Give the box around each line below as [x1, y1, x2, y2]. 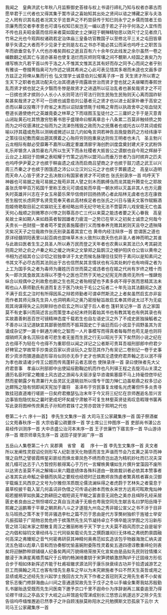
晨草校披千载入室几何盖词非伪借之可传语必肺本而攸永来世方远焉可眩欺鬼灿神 [5, 486, 162, 492]
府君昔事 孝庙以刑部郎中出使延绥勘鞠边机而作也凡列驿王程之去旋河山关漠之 [5, 366, 162, 371]
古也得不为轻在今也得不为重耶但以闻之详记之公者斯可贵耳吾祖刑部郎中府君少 [5, 341, 162, 346]
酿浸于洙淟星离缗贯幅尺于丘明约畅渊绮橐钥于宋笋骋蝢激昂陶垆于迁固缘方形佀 [5, 555, 162, 560]
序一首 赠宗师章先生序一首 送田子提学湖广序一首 [5, 432, 103, 438]
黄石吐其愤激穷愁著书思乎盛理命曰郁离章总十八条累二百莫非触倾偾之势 [18, 117, 162, 122]
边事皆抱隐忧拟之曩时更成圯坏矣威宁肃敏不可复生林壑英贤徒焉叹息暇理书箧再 [5, 396, 162, 402]
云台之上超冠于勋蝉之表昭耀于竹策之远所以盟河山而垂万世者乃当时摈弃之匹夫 [5, 154, 162, 159]
